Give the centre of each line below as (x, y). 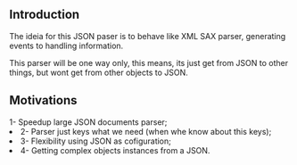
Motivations (43, 100)
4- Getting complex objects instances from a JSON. (115, 150)
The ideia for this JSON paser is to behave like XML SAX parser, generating (148, 36)
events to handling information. (66, 45)
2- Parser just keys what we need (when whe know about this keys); (146, 131)
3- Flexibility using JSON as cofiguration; (96, 141)
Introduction (45, 15)
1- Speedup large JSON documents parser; (88, 122)
